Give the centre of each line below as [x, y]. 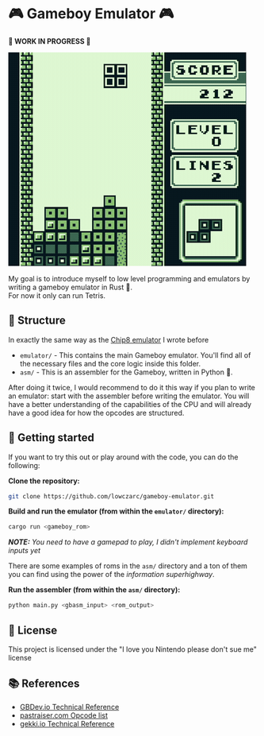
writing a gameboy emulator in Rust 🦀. [71, 287]
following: [24, 465]
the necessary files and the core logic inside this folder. [110, 363]
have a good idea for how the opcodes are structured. [96, 413]
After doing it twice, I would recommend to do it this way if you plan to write [132, 387]
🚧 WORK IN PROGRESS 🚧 [50, 41]
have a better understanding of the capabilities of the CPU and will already [130, 404]
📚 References [44, 684]
